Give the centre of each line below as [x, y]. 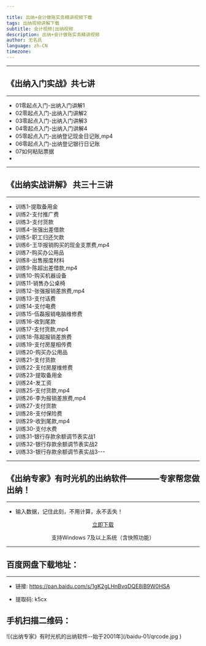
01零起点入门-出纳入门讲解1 [50, 105]
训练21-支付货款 [36, 360]
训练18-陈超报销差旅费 [44, 336]
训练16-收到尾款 [36, 321]
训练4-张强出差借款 [40, 229]
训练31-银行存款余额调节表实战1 [55, 436]
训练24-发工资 [33, 382]
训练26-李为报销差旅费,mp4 [51, 398]
